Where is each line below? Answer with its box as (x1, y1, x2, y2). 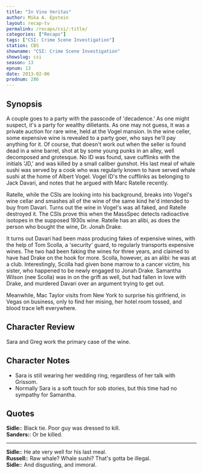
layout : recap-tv (6, 20, 50, 26)
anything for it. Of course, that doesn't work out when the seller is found (6, 140, 186, 148)
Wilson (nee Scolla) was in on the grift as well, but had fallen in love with (6, 273, 186, 280)
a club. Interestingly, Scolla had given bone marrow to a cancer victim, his (6, 260, 190, 268)
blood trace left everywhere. (6, 304, 77, 312)
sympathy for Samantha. (14, 391, 77, 398)
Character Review (6, 322, 76, 332)
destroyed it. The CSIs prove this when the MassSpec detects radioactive (6, 210, 189, 217)
